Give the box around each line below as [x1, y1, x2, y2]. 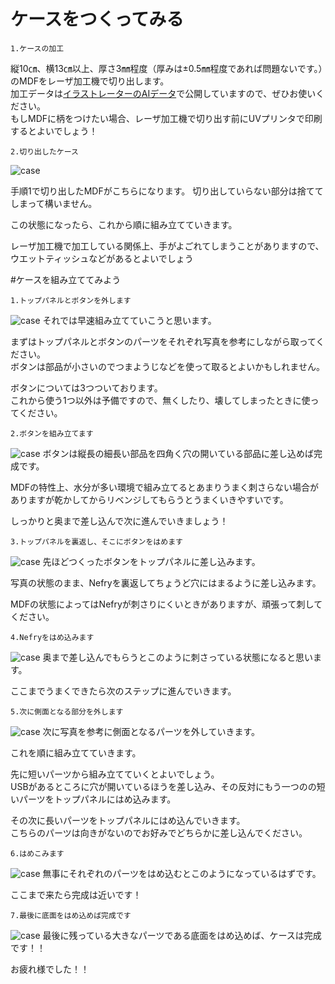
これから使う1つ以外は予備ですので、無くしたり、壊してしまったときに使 [10, 394, 311, 406]
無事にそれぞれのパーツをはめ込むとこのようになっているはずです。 [42, 867, 322, 879]
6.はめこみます [10, 848, 65, 859]
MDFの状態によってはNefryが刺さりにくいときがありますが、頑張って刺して [10, 598, 323, 610]
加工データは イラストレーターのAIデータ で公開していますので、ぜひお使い [10, 87, 317, 99]
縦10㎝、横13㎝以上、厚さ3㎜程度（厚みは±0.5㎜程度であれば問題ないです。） [10, 62, 323, 74]
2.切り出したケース [10, 146, 79, 157]
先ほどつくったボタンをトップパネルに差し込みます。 [42, 555, 261, 567]
